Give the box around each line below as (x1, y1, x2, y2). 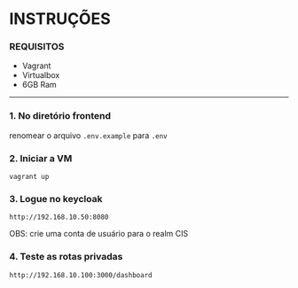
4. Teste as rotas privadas (9, 251, 123, 263)
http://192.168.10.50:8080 (9, 213, 109, 222)
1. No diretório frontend (9, 110, 112, 122)
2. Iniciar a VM (9, 152, 73, 164)
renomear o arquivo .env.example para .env (9, 129, 169, 141)
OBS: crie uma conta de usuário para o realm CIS (9, 229, 189, 239)
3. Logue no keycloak (9, 193, 103, 205)
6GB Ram (21, 80, 58, 90)
